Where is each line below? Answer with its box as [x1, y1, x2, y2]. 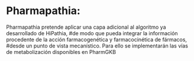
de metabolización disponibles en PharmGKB [6, 48, 117, 55]
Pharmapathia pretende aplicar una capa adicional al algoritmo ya [6, 23, 167, 30]
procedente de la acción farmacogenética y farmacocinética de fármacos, [6, 36, 187, 43]
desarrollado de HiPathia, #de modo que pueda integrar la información [6, 29, 179, 36]
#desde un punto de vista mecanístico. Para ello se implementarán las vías [6, 42, 188, 49]
